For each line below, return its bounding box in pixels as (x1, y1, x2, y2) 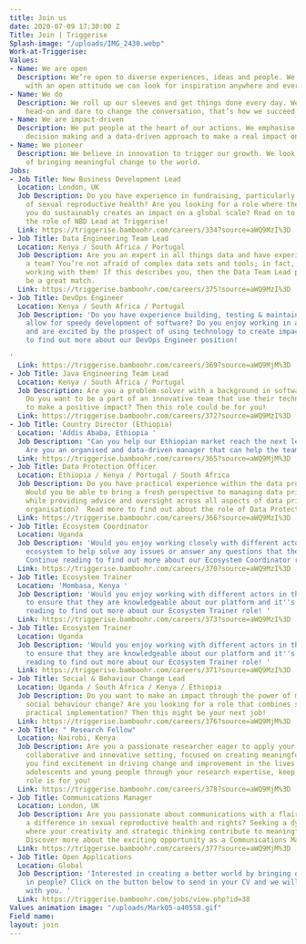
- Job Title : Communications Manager (9, 793, 153, 803)
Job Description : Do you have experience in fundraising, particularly (17, 192, 296, 201)
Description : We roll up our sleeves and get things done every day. (17, 98, 287, 108)
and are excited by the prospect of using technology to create (25, 327, 275, 337)
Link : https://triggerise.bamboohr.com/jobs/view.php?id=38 (17, 895, 250, 904)
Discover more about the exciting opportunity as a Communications (25, 835, 287, 845)
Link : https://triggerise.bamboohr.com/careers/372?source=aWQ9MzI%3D (17, 411, 291, 420)
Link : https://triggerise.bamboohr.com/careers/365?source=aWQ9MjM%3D (17, 453, 291, 463)
